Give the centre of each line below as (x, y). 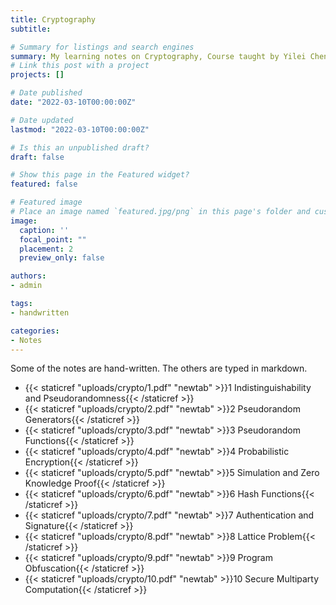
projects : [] (37, 75)
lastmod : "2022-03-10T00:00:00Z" (80, 129)
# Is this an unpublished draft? (80, 147)
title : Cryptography (53, 19)
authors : (28, 276)
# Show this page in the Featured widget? (100, 175)
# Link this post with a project (80, 66)
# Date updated (42, 120)
